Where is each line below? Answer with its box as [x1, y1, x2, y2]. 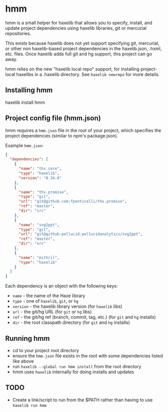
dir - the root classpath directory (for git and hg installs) [12, 319, 130, 325]
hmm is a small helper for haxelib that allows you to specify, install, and [5, 20, 152, 26]
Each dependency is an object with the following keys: [5, 283, 118, 289]
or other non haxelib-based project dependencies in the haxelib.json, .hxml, [5, 45, 162, 51]
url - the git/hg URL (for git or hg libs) [12, 309, 92, 315]
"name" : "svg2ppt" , [18, 222, 59, 227]
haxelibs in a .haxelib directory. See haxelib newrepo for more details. [16, 71, 160, 77]
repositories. [5, 30, 32, 36]
